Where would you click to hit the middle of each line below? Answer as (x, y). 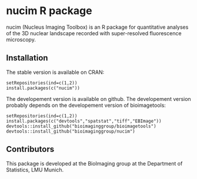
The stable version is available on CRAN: (55, 72)
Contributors (30, 149)
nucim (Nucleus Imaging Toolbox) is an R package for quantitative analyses (97, 27)
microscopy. (21, 39)
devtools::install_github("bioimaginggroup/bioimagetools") (81, 126)
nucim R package (49, 11)
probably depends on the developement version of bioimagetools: (86, 105)
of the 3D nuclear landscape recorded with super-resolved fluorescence (94, 33)
